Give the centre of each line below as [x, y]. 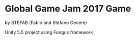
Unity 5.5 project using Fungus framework [49, 32]
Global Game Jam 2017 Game [68, 9]
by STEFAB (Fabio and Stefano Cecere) [46, 22]
